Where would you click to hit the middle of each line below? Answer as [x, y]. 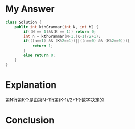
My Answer [30, 9]
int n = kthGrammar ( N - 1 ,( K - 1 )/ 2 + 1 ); [62, 36]
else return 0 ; [39, 55]
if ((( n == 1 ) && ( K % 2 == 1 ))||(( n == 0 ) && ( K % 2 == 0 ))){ [77, 41]
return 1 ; [42, 46]
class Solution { [24, 22]
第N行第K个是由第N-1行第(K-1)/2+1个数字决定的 [55, 100]
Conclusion [30, 120]
